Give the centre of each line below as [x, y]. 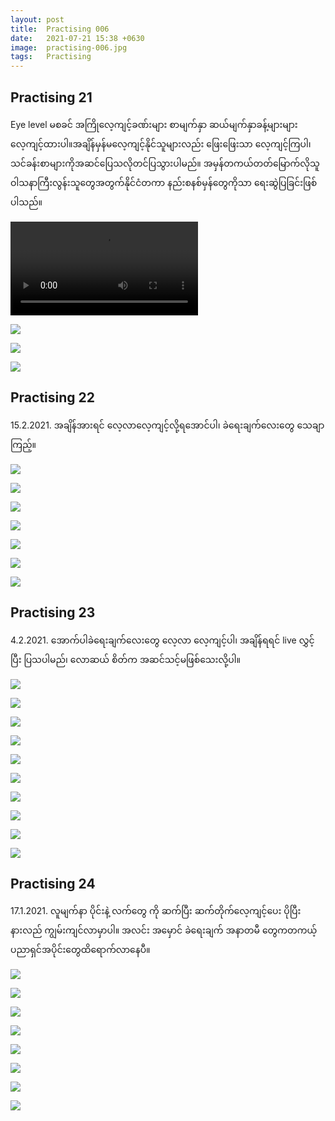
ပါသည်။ [26, 202]
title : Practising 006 [60, 29]
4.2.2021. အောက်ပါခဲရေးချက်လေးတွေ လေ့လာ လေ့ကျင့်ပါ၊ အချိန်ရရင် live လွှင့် [162, 640]
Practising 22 [53, 397]
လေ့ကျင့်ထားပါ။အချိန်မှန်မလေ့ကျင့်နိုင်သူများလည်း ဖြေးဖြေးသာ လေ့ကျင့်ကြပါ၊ [161, 143]
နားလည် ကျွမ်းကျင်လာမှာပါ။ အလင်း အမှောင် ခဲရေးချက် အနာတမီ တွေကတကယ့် [164, 930]
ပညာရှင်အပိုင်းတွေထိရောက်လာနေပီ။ [80, 950]
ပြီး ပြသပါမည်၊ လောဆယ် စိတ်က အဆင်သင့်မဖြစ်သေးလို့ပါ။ [125, 659]
